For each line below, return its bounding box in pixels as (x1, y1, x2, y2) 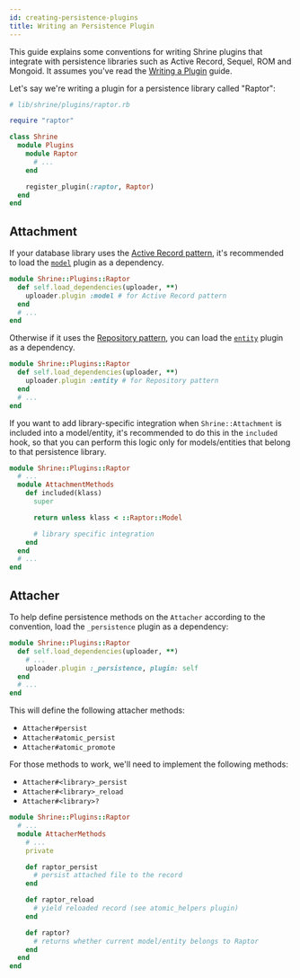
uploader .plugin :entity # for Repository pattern (25, 377, 219, 386)
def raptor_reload (25, 895, 94, 904)
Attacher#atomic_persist (22, 733, 116, 742)
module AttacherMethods (17, 829, 106, 839)
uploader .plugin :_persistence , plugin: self (25, 663, 199, 672)
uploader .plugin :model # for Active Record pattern (25, 291, 227, 300)
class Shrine (9, 132, 58, 142)
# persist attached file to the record (32, 871, 182, 880)
